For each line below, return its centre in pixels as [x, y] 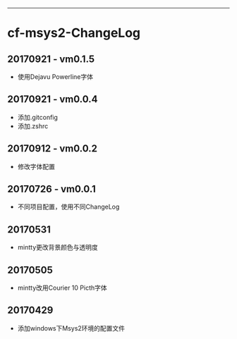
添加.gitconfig [38, 117]
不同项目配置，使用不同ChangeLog [68, 207]
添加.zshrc [33, 126]
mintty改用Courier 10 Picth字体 [62, 288]
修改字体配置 [36, 166]
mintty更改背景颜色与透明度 [58, 247]
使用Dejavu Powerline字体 [55, 77]
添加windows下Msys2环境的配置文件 [71, 328]
